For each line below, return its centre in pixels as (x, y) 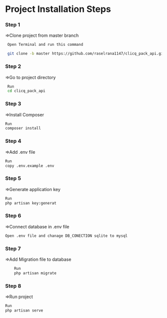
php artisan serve (24, 310)
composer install (23, 128)
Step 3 (13, 104)
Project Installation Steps (58, 9)
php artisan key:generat (31, 203)
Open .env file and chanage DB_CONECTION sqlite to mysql (66, 236)
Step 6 (13, 216)
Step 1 (13, 25)
